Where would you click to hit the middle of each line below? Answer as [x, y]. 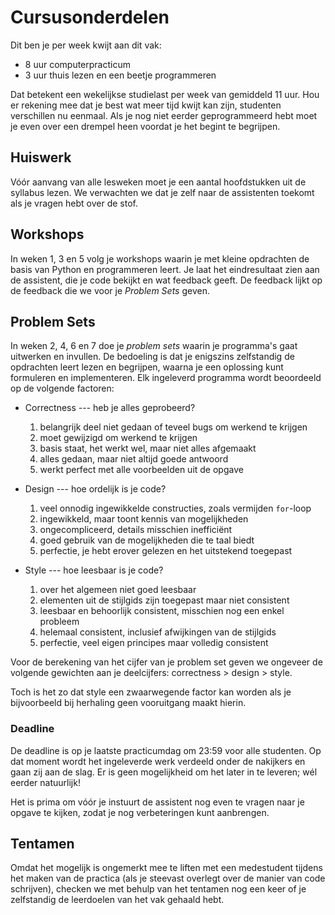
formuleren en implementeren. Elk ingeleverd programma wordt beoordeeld [166, 378]
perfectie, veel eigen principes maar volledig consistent [154, 643]
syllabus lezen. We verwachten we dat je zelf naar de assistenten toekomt [162, 192]
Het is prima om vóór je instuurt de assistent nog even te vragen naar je [157, 802]
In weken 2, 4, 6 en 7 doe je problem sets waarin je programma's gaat [154, 346]
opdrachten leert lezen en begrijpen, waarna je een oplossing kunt [147, 367]
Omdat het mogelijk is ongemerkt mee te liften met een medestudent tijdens [166, 868]
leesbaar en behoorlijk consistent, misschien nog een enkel [162, 611]
